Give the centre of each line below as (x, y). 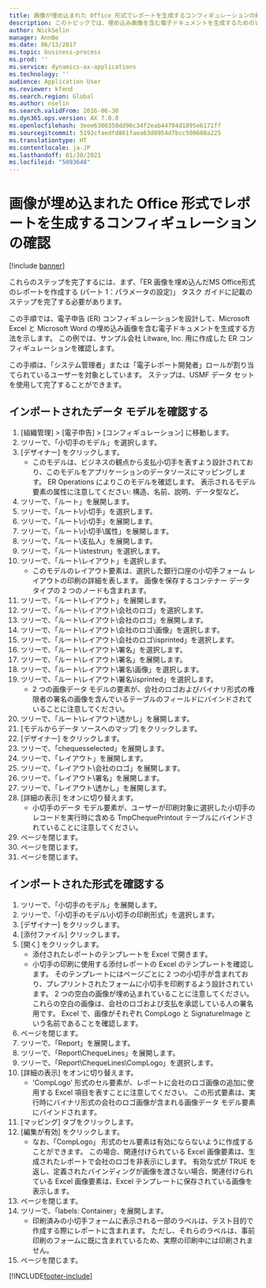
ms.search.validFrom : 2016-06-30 (64, 111)
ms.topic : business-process (55, 52)
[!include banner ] (37, 266)
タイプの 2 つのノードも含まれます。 (91, 590)
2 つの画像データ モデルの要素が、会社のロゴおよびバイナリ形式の (140, 689)
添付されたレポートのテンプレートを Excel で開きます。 (122, 954)
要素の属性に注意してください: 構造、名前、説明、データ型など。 (138, 491)
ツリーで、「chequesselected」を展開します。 (94, 748)
